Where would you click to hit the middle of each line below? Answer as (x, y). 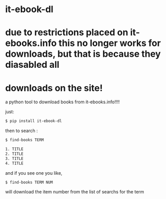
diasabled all (32, 65)
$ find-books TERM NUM (29, 182)
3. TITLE (14, 158)
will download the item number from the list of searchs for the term (75, 192)
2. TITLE (14, 154)
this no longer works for (110, 43)
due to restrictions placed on (67, 33)
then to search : (21, 131)
